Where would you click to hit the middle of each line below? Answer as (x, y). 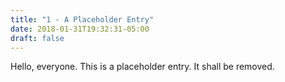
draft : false (37, 38)
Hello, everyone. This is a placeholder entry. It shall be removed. (142, 67)
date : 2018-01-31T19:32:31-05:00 (80, 29)
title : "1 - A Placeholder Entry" (82, 19)
